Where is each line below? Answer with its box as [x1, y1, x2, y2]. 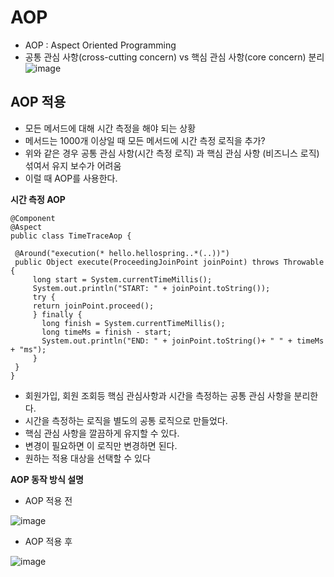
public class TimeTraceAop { [10, 231, 132, 241]
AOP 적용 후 [24, 535, 73, 547]
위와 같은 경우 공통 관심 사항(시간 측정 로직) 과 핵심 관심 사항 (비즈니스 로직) [24, 147, 320, 159]
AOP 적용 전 [24, 494, 73, 506]
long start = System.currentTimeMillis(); [32, 274, 213, 285]
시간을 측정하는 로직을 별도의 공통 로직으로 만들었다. [24, 414, 228, 426]
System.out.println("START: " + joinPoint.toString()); [32, 283, 271, 293]
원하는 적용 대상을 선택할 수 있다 [24, 452, 151, 464]
